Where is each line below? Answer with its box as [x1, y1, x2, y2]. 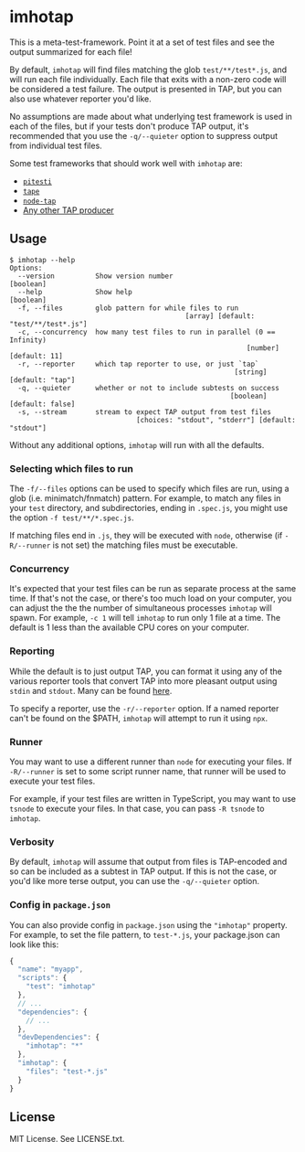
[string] [234, 368, 268, 377]
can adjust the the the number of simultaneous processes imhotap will [9, 603, 272, 613]
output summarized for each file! [9, 46, 132, 57]
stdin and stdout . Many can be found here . [9, 685, 173, 696]
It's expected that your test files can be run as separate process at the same [9, 583, 297, 594]
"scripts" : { [17, 974, 68, 983]
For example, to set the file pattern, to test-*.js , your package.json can [9, 929, 280, 940]
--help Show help [17, 287, 132, 296]
